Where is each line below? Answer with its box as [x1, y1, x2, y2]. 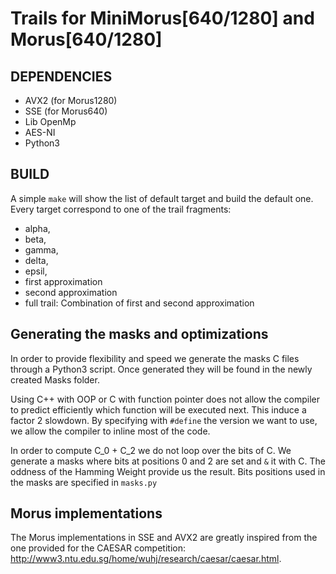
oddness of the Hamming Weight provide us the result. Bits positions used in [10, 465, 326, 477]
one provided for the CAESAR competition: [10, 542, 186, 554]
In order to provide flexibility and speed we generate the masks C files [10, 352, 300, 364]
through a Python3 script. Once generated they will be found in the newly [10, 363, 313, 375]
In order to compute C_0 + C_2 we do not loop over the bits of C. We [10, 444, 292, 456]
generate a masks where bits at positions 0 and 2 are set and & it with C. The [10, 455, 326, 467]
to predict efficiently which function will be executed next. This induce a [10, 403, 307, 416]
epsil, [24, 265, 48, 277]
